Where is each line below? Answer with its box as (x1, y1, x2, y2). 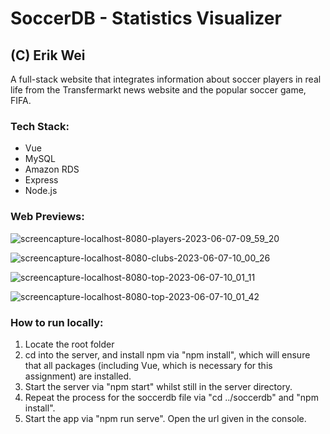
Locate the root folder (24, 338, 115, 350)
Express (24, 174, 59, 186)
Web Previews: (10, 210, 85, 224)
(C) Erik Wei (10, 47, 86, 64)
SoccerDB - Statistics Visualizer (10, 7, 282, 30)
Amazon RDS (24, 163, 80, 176)
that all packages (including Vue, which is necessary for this (24, 359, 273, 371)
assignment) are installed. (24, 370, 132, 382)
